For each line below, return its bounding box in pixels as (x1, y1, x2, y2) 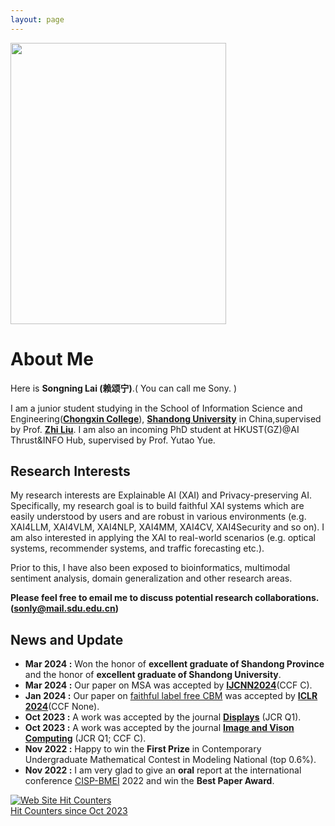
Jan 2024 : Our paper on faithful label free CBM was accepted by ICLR (24, 690, 318, 702)
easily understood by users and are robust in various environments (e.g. (10, 511, 307, 523)
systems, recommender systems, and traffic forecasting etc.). (10, 542, 265, 555)
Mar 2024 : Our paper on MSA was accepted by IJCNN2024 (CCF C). (24, 679, 313, 691)
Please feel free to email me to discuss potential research (10, 592, 253, 604)
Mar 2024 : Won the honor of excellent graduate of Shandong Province (24, 658, 325, 670)
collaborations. (254, 592, 320, 604)
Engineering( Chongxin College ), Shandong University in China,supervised (10, 412, 322, 425)
